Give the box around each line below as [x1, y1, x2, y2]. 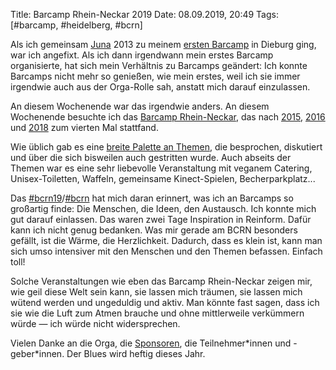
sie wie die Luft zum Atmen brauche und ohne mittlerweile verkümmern [10, 307, 305, 319]
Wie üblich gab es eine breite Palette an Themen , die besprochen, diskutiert [10, 141, 323, 153]
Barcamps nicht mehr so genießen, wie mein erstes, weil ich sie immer [10, 70, 301, 82]
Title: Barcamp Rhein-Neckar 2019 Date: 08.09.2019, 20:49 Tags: [10, 9, 279, 20]
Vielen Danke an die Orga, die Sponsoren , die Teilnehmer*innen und [10, 337, 292, 349]
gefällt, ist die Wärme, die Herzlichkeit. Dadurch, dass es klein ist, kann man [10, 235, 323, 246]
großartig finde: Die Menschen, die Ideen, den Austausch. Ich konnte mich [10, 203, 317, 214]
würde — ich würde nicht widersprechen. [10, 318, 181, 329]
